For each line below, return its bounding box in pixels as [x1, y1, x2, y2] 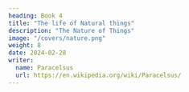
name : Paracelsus [15, 64, 74, 72]
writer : [8, 57, 35, 65]
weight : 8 [8, 42, 42, 50]
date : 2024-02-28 [8, 49, 67, 57]
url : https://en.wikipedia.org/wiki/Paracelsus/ [15, 71, 182, 79]
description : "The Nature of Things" [8, 26, 135, 34]
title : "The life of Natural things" [8, 19, 135, 27]
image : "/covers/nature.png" [8, 34, 106, 42]
